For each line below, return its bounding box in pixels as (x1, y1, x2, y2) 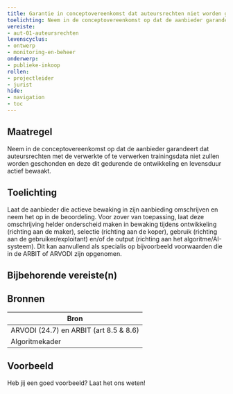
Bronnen (7, 293, 45, 305)
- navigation (7, 94, 45, 101)
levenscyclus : (7, 36, 49, 43)
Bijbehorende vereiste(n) (7, 269, 118, 281)
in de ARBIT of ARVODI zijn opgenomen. (7, 249, 123, 257)
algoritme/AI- (184, 234, 222, 243)
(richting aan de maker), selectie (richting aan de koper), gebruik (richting (7, 227, 218, 236)
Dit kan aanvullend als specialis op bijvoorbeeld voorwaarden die (37, 242, 223, 250)
